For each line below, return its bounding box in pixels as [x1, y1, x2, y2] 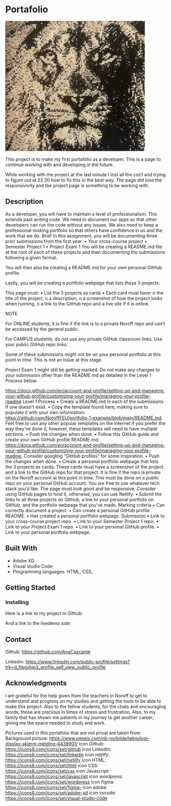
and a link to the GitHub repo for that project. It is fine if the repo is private [5, 469, 161, 475]
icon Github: [79, 740, 105, 747]
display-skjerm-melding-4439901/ [5, 740, 78, 747]
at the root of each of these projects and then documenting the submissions [5, 249, 165, 255]
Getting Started [5, 583, 56, 592]
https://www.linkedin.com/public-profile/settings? [25, 659, 130, 665]
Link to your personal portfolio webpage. [5, 529, 91, 535]
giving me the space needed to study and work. [5, 719, 106, 726]
